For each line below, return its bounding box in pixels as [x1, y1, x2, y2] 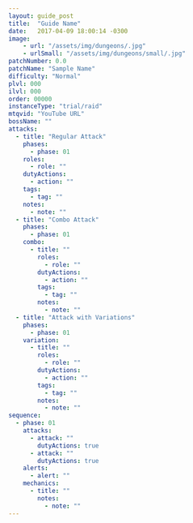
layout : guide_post [8, 11, 74, 20]
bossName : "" [8, 118, 52, 126]
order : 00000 [8, 95, 52, 103]
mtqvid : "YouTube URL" [8, 110, 85, 118]
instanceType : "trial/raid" [8, 102, 103, 110]
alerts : [23, 464, 48, 473]
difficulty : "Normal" [8, 72, 82, 80]
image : [8, 34, 31, 43]
